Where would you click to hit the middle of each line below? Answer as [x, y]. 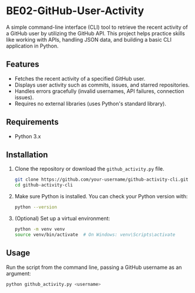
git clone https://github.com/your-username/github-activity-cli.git [102, 180]
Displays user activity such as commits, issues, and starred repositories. [102, 85]
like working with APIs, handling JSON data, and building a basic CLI [89, 39]
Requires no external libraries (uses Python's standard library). [90, 104]
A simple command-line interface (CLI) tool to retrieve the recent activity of [97, 27]
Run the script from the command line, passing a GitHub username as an [94, 267]
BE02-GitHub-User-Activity [75, 11]
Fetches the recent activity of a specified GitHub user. [80, 78]
